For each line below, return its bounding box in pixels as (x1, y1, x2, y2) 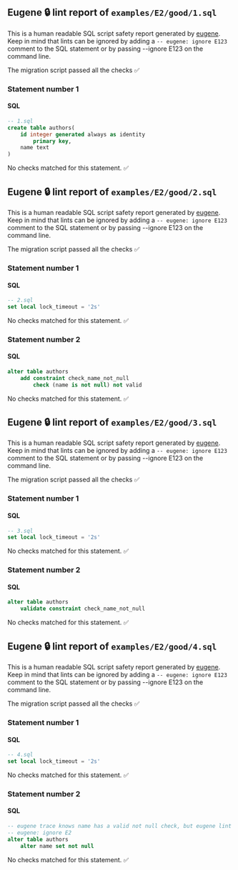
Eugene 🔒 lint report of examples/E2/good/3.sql (7, 416, 217, 429)
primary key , (33, 137, 72, 145)
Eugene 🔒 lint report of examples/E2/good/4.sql (7, 640, 217, 652)
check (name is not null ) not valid (33, 381, 142, 389)
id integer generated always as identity (20, 131, 145, 138)
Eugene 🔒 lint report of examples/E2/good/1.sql (7, 6, 217, 19)
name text (20, 144, 50, 151)
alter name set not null (20, 842, 94, 849)
